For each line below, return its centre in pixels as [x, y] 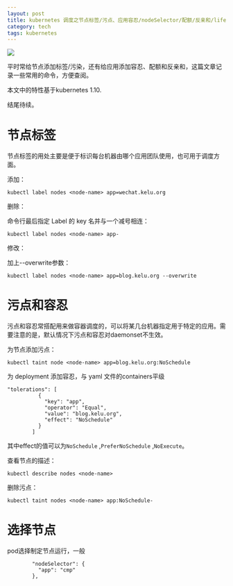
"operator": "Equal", [76, 408]
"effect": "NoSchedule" [78, 420]
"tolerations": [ [32, 390]
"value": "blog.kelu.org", [83, 414]
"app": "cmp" [57, 570]
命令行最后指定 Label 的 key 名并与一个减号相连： [78, 221]
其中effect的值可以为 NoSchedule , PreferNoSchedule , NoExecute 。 [98, 446]
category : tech [29, 26]
